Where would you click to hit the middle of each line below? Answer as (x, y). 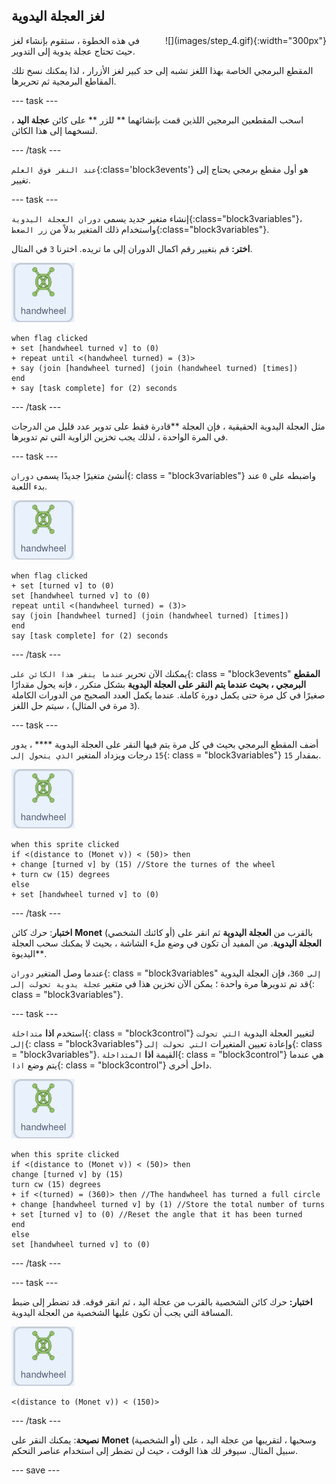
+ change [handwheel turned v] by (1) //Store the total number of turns (168, 1204)
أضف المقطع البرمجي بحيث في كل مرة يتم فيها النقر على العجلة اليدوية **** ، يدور (165, 744)
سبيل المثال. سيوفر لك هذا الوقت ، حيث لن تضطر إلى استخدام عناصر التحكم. (154, 1450)
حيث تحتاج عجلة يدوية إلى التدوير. (73, 51)
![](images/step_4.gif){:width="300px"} (245, 40)
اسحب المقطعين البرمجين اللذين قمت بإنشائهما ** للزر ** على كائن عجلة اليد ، (157, 120)
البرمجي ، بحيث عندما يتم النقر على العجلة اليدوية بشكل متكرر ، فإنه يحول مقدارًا (159, 684)
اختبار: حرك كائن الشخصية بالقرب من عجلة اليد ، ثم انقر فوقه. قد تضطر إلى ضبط (162, 1301)
